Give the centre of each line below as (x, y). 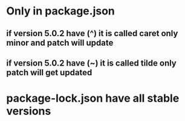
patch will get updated (49, 73)
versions (29, 111)
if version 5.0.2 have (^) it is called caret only (92, 33)
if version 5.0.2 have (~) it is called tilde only (92, 63)
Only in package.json (60, 11)
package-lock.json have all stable (93, 98)
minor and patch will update (60, 42)
